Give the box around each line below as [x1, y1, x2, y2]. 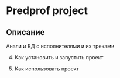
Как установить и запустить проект [14, 54, 104, 61]
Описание [6, 27, 45, 37]
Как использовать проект [14, 65, 79, 72]
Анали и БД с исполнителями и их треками [6, 42, 115, 49]
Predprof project [6, 4, 88, 17]
